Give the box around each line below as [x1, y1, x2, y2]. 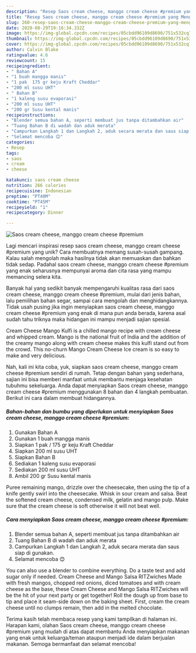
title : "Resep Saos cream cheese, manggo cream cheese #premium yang [6, 14, 179, 20]
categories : [6, 139, 35, 145]
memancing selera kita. [6, 273, 62, 281]
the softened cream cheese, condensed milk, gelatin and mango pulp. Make [6, 496, 188, 504]
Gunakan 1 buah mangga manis [14, 435, 90, 442]
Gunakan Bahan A [14, 429, 58, 436]
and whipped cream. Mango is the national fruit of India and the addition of [6, 333, 186, 340]
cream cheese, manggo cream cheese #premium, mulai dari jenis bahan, [6, 291, 181, 298]
